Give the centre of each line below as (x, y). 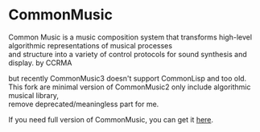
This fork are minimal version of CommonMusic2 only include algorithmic (130, 87)
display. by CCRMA (40, 63)
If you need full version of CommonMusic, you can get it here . (111, 119)
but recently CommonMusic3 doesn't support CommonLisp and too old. (128, 78)
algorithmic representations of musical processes (91, 45)
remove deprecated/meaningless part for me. (84, 104)
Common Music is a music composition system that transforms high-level (130, 37)
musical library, (33, 95)
